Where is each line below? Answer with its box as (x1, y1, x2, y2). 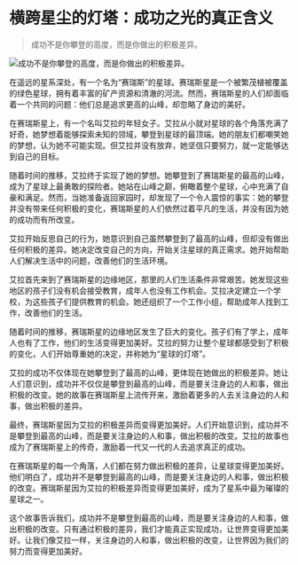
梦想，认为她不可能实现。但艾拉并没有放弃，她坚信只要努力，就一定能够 (16, 139, 281, 151)
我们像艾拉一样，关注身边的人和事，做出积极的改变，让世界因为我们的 (32, 534, 289, 545)
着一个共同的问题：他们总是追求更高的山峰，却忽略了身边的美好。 (9, 98, 250, 109)
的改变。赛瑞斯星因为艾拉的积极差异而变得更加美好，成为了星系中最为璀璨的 (9, 483, 289, 493)
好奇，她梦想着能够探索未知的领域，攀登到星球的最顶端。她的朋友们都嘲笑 (9, 129, 281, 139)
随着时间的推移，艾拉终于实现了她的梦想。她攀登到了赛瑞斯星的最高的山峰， (9, 169, 289, 180)
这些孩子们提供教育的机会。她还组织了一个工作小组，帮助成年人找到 (32, 296, 281, 307)
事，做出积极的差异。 (9, 400, 87, 411)
